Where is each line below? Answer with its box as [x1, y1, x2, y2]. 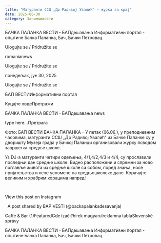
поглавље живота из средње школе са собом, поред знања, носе [5, 164, 143, 171]
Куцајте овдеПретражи [5, 101, 54, 107]
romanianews [5, 54, 33, 60]
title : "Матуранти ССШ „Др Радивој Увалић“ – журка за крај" [5, 7, 132, 12]
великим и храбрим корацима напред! [5, 175, 86, 181]
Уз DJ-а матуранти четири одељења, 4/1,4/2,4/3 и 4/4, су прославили [5, 154, 152, 160]
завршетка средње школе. [5, 145, 61, 151]
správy [5, 218, 19, 224]
